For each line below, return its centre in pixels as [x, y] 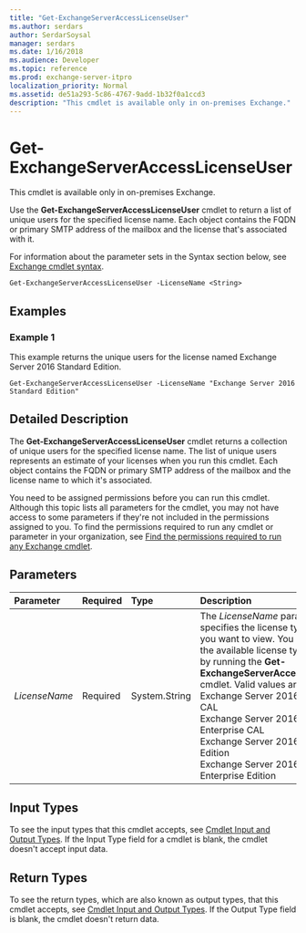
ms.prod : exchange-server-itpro [71, 78]
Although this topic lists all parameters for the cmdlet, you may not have [144, 507]
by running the [231, 661]
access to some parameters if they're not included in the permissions [139, 517]
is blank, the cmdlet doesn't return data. [84, 919]
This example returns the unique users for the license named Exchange [143, 357]
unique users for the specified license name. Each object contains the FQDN [153, 220]
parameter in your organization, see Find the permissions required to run [146, 536]
